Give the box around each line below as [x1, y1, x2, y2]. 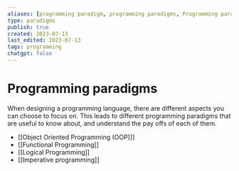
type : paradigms [7, 17, 55, 24]
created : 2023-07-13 [7, 30, 69, 38]
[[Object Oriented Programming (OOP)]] [17, 133, 135, 141]
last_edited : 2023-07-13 [7, 37, 81, 44]
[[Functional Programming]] [17, 140, 100, 149]
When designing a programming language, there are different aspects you [7, 104, 224, 112]
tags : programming [7, 43, 62, 50]
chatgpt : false [7, 50, 53, 57]
